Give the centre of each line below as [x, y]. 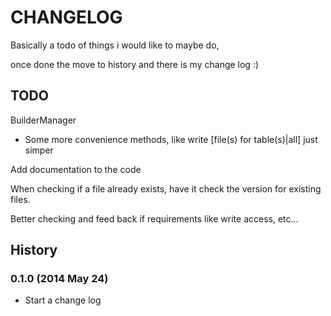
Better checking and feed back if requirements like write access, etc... [154, 218]
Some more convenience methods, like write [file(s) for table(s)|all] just [171, 139]
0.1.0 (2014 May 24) [59, 279]
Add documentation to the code [76, 169]
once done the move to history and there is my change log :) [135, 64]
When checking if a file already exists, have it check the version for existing [166, 188]
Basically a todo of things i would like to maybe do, [115, 45]
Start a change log [63, 300]
